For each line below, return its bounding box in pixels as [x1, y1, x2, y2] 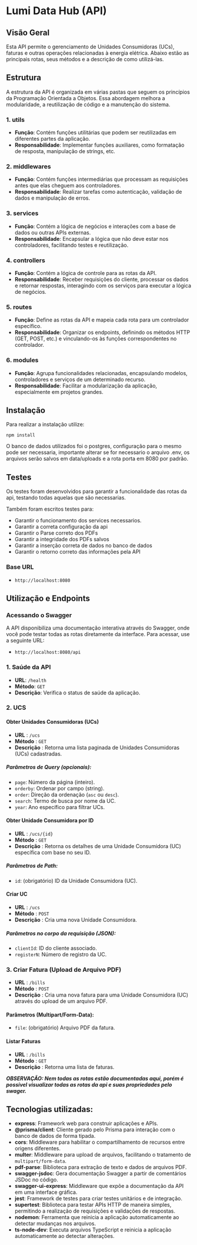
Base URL [6, 563, 34, 571]
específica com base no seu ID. [14, 849, 91, 856]
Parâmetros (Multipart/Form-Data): [6, 1011, 94, 1018]
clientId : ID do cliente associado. [14, 944, 97, 952]
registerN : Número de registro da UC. [14, 951, 107, 958]
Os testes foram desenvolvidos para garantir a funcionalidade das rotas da [6, 488, 187, 495]
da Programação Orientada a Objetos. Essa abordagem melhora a [6, 94, 166, 101]
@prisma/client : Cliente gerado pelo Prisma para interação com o [14, 1126, 175, 1133]
